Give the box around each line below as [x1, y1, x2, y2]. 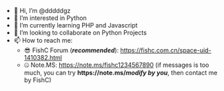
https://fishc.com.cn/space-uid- [120, 46, 212, 54]
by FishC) [23, 76, 52, 84]
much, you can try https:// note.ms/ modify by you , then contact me [23, 69, 218, 77]
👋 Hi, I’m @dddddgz [13, 7, 71, 14]
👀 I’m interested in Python [13, 14, 88, 22]
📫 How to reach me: [13, 37, 73, 44]
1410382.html [23, 54, 62, 61]
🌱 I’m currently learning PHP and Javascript [13, 21, 138, 29]
